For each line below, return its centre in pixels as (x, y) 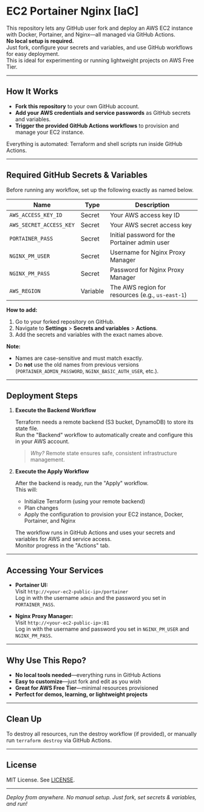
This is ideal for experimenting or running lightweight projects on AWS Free (100, 60)
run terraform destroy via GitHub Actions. (59, 740)
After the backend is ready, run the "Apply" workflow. (82, 483)
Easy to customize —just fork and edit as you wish (78, 681)
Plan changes (41, 508)
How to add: (22, 310)
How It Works (32, 91)
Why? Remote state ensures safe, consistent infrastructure (104, 453)
